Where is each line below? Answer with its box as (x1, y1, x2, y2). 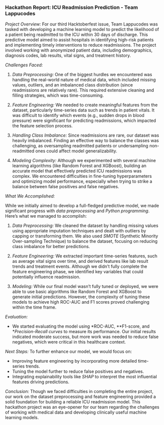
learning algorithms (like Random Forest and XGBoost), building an (12, 163, 147, 169)
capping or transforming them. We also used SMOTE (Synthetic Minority (12, 233, 158, 239)
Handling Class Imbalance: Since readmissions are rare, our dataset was (12, 132, 159, 139)
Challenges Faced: (5, 62, 43, 68)
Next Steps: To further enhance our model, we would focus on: (5, 348, 132, 355)
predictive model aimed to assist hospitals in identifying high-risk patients (5, 37, 154, 43)
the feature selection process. (12, 123, 73, 129)
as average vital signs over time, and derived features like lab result (12, 258, 148, 264)
